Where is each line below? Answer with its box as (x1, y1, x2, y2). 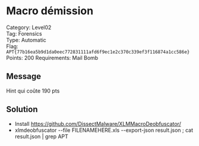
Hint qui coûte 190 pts (6, 87, 60, 94)
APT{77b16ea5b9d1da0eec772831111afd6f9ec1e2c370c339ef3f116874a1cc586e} (6, 49, 190, 55)
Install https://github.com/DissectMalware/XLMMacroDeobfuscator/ (14, 120, 181, 127)
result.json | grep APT (14, 132, 68, 140)
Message (6, 71, 42, 81)
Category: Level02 (6, 24, 52, 31)
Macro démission (6, 4, 94, 18)
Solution (6, 104, 38, 115)
